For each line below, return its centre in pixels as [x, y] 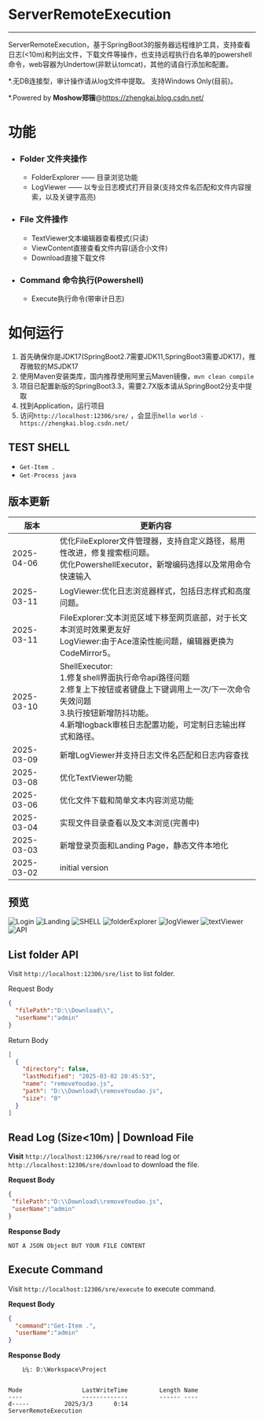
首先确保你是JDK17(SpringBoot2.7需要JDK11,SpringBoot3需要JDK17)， [134, 356]
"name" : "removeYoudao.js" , [68, 1084]
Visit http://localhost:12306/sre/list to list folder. [92, 974]
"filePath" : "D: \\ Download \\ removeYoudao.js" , [87, 1202]
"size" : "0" [42, 1098]
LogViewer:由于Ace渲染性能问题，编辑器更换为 [147, 641]
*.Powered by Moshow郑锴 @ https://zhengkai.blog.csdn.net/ [106, 97]
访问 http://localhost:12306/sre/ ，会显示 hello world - [112, 415]
